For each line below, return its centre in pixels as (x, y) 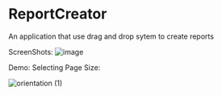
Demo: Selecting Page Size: (54, 67)
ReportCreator (58, 14)
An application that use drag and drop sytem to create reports (111, 36)
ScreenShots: (31, 52)
